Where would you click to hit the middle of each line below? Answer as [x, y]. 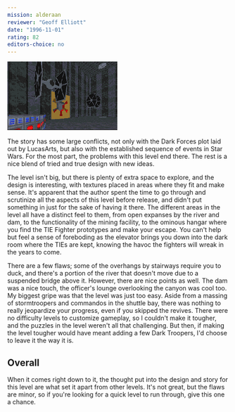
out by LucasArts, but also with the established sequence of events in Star [115, 149]
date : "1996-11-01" [36, 30]
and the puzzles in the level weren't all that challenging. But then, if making [116, 326]
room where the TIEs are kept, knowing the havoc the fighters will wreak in [115, 245]
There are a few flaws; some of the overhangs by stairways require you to [114, 266]
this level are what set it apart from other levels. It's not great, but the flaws [116, 387]
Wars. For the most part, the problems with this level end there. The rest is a [117, 156]
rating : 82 [23, 37]
